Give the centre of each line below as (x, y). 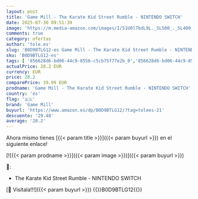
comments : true (25, 34)
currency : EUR (24, 72)
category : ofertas (29, 39)
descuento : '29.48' (30, 115)
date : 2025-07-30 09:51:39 (39, 22)
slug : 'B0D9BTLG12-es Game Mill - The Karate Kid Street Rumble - (89, 50)
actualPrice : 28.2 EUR (34, 66)
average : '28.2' (26, 121)
